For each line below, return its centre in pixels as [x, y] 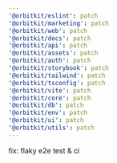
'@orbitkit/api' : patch [48, 46]
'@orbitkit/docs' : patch [50, 38]
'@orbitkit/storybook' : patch [59, 68]
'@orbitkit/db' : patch [46, 105]
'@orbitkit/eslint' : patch [53, 16]
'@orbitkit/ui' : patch [46, 120]
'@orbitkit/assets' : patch [53, 53]
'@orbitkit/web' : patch [48, 31]
